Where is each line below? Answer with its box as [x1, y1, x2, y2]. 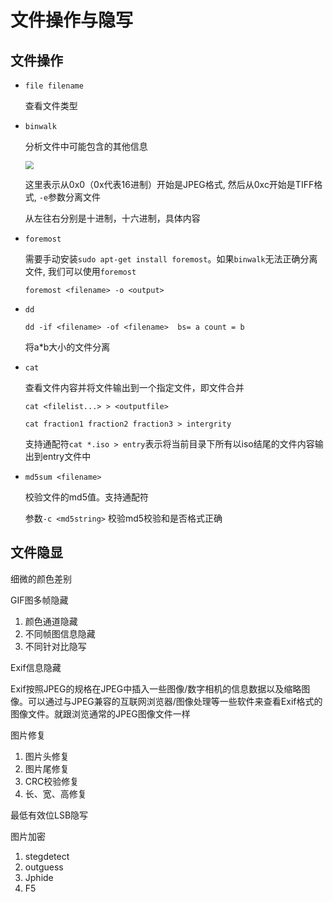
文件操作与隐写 [10, 9, 134, 32]
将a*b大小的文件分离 [24, 341, 111, 353]
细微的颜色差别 [10, 572, 72, 585]
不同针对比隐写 [24, 640, 87, 652]
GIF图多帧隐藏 [10, 594, 69, 606]
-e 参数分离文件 [38, 191, 102, 203]
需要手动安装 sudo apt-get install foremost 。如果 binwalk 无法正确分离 [24, 252, 318, 265]
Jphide [24, 871, 54, 883]
